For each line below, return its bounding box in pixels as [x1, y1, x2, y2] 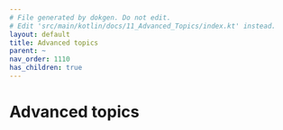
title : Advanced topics [9, 38, 99, 48]
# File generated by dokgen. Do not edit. [9, 13, 171, 22]
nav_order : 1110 [9, 55, 70, 64]
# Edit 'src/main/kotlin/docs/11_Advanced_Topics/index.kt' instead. [9, 22, 277, 30]
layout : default [9, 30, 70, 39]
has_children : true [9, 64, 83, 73]
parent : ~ [9, 47, 47, 56]
